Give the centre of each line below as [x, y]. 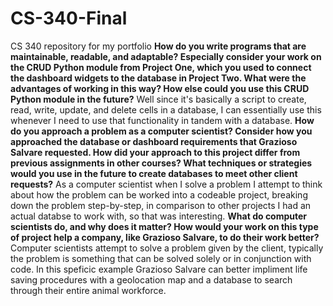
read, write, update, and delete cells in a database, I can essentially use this [166, 109]
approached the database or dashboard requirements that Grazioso [154, 141]
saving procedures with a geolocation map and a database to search [151, 279]
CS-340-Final [69, 18]
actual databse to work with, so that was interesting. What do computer [159, 216]
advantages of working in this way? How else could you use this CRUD [160, 88]
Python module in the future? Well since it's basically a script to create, [158, 99]
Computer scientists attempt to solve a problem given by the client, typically [167, 248]
